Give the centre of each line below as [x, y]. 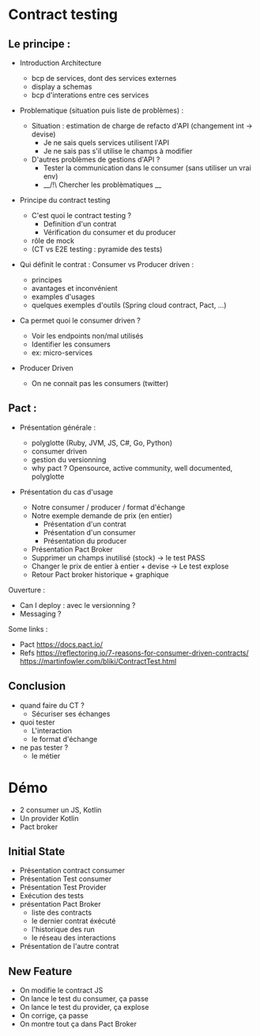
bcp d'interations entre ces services [90, 95]
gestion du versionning [69, 459]
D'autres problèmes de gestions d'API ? [96, 159]
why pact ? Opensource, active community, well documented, [132, 468]
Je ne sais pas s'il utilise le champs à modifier [118, 151]
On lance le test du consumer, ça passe [84, 999]
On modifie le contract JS [61, 990]
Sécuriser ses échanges [71, 713]
